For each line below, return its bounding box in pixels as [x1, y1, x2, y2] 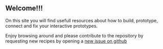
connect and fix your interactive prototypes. [5, 23, 98, 29]
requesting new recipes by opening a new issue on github [5, 38, 127, 44]
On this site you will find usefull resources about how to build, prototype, [5, 17, 158, 23]
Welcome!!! [5, 4, 43, 13]
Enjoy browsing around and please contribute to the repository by [5, 32, 144, 38]
